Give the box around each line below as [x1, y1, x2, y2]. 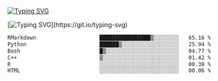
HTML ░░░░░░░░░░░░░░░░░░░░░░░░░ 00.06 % [7, 67, 212, 75]
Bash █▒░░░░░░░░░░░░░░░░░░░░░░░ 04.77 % [7, 47, 212, 55]
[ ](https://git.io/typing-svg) [7, 21, 128, 28]
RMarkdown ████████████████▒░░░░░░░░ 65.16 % [7, 34, 212, 41]
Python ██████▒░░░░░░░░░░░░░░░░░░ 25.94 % [7, 40, 212, 48]
